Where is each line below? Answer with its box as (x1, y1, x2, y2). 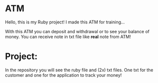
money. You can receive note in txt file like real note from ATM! (5, 34, 131, 40)
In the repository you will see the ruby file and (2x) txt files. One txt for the (5, 67, 154, 73)
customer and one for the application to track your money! (5, 72, 122, 78)
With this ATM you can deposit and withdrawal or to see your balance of (5, 28, 150, 34)
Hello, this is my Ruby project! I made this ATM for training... (5, 19, 125, 25)
